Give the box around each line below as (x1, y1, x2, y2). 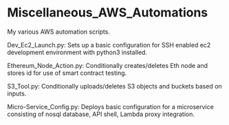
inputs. (7, 89, 27, 98)
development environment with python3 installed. (7, 48, 148, 56)
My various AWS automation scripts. (7, 27, 110, 36)
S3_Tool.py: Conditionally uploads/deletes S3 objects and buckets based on (7, 82, 222, 90)
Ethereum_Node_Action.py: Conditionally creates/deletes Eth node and (7, 61, 208, 69)
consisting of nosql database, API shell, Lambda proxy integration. (7, 110, 195, 118)
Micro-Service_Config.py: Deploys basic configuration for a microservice (7, 102, 215, 111)
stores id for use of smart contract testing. (7, 69, 127, 77)
